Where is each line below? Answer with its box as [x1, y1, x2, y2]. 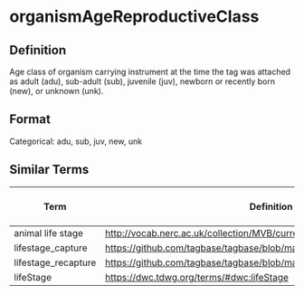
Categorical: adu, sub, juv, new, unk [9, 136, 143, 147]
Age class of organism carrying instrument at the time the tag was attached [9, 66, 291, 77]
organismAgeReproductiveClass [9, 6, 260, 27]
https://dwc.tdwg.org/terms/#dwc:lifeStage [105, 271, 290, 283]
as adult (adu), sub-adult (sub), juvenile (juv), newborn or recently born [9, 76, 276, 87]
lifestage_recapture [14, 256, 97, 269]
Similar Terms [9, 162, 90, 177]
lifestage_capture [14, 242, 88, 254]
